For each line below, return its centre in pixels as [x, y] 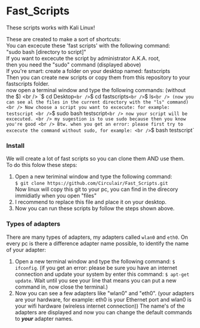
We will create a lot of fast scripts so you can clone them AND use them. [96, 159]
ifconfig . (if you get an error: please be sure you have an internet [96, 268]
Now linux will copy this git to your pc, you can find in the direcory [96, 189]
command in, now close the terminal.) [61, 287]
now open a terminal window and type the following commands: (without [96, 90]
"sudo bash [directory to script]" [46, 51]
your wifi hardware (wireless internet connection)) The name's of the [100, 306]
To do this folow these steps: [42, 165]
